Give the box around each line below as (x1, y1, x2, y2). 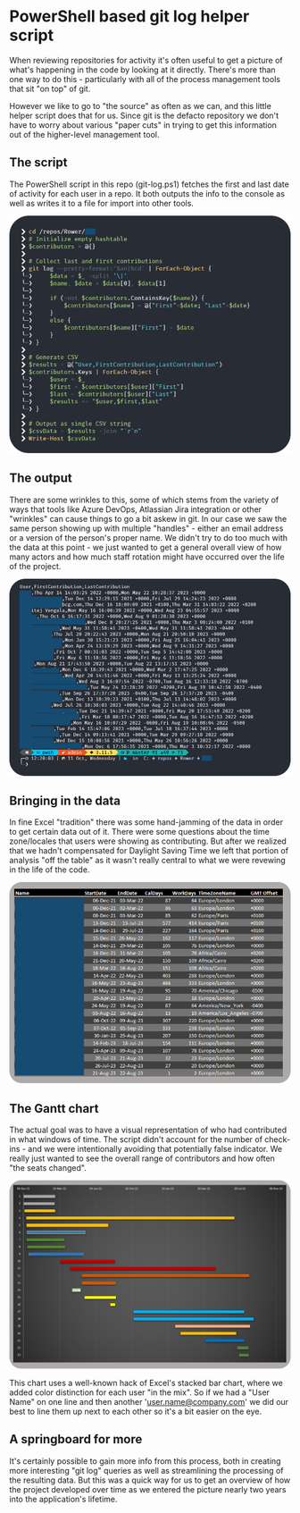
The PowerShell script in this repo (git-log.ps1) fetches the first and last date (9, 179, 290, 189)
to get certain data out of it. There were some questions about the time (9, 827, 270, 837)
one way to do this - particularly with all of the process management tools (9, 73, 281, 84)
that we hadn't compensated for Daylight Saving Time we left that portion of (9, 845, 288, 856)
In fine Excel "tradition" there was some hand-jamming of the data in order (9, 817, 284, 828)
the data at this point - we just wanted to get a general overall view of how (9, 542, 283, 552)
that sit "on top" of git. (9, 83, 91, 94)
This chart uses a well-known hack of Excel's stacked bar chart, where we (9, 1378, 283, 1389)
